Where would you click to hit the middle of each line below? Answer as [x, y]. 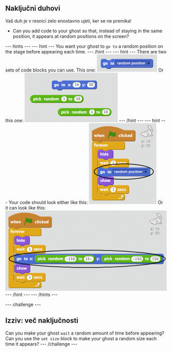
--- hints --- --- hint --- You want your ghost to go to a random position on [84, 46]
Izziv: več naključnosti [42, 321]
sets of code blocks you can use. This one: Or [84, 70]
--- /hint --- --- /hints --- [31, 294]
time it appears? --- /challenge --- [41, 344]
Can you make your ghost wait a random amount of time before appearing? [85, 333]
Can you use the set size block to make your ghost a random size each [81, 338]
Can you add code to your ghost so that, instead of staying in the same [88, 31]
